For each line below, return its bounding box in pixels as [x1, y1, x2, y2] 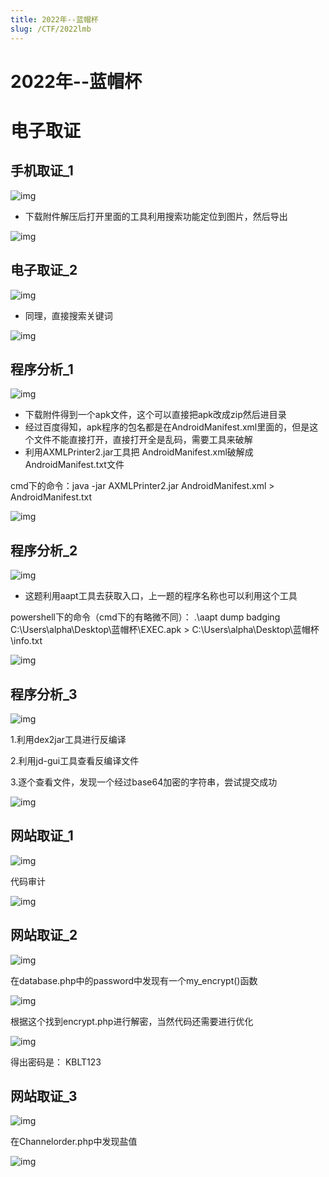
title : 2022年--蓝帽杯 [10, 14, 99, 25]
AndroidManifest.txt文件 [24, 459, 125, 471]
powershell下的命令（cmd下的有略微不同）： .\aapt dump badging [10, 611, 281, 623]
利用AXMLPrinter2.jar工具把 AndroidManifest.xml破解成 [24, 446, 254, 458]
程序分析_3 [10, 686, 78, 703]
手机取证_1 [10, 162, 74, 180]
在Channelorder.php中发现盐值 [10, 1136, 138, 1148]
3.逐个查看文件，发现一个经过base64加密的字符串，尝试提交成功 [10, 776, 278, 788]
